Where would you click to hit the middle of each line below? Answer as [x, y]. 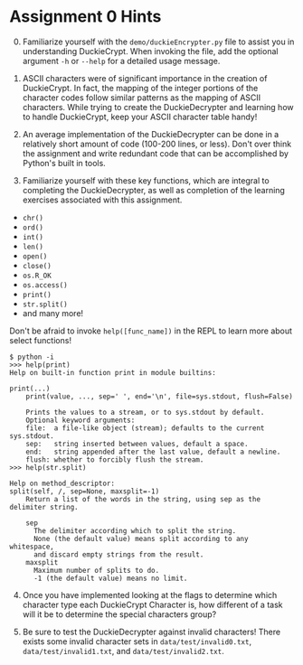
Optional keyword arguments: [80, 420]
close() [37, 266]
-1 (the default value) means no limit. [110, 578]
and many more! [53, 313]
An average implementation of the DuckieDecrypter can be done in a [151, 134]
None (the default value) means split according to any [141, 539]
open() [35, 256]
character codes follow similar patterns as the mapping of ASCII [142, 98]
